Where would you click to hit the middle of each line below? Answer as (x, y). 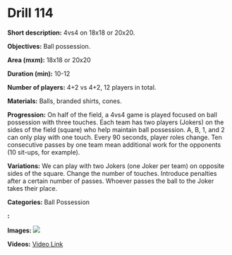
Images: (19, 230)
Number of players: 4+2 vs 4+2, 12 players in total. (82, 87)
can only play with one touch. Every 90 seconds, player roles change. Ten (115, 137)
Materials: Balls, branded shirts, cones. (65, 101)
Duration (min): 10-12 (39, 73)
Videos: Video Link (35, 244)
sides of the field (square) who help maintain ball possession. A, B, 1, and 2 (116, 129)
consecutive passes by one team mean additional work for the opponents (114, 144)
